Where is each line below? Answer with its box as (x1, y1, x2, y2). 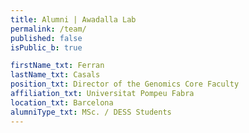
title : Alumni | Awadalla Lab (10, 14, 137, 25)
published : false (10, 33, 83, 43)
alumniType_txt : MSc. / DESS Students (10, 107, 172, 117)
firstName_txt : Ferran (10, 61, 105, 71)
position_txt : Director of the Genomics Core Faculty (10, 79, 240, 90)
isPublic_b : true (10, 42, 83, 53)
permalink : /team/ (10, 24, 87, 34)
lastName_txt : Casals (10, 70, 101, 80)
